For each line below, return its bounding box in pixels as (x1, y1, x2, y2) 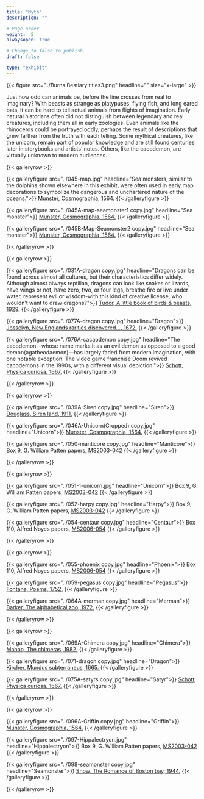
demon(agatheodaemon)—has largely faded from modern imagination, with (6, 348, 196, 356)
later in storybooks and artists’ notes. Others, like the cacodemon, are (6, 145, 181, 152)
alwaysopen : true (6, 37, 51, 43)
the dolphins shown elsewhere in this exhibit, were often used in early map (6, 181, 194, 189)
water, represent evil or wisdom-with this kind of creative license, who (6, 292, 183, 299)
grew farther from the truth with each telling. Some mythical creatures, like (6, 132, 194, 139)
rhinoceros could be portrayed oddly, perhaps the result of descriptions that (6, 126, 197, 133)
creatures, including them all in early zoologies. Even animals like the (6, 119, 179, 126)
